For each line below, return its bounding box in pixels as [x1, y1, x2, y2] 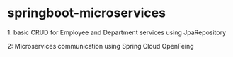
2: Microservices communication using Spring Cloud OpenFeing [7, 42, 194, 50]
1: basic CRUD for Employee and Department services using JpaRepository [7, 28, 227, 37]
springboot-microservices [7, 5, 166, 21]
